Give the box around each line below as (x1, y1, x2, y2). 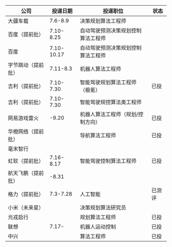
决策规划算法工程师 (80, 17, 126, 25)
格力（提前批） (8, 191, 45, 197)
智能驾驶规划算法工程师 (80, 79, 137, 86)
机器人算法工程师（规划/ (80, 111, 138, 118)
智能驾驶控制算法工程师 (80, 158, 137, 164)
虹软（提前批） (8, 158, 45, 164)
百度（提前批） (8, 31, 45, 38)
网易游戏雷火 (8, 115, 39, 122)
